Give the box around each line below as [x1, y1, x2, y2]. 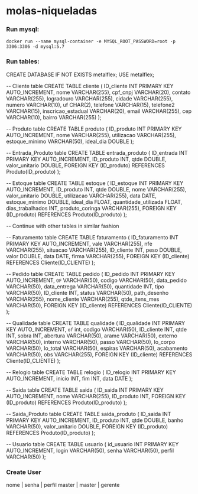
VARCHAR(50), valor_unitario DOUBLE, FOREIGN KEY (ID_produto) [6, 422, 168, 430]
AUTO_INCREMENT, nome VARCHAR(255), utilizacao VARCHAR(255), [6, 131, 176, 138]
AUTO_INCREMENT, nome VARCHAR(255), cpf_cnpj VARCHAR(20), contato [6, 89, 191, 96]
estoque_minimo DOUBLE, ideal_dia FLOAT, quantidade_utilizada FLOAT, [6, 198, 183, 205]
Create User [6, 468, 41, 476]
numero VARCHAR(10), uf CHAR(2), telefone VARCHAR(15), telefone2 [6, 101, 175, 108]
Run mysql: [6, 25, 40, 34]
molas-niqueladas [6, 4, 98, 18]
